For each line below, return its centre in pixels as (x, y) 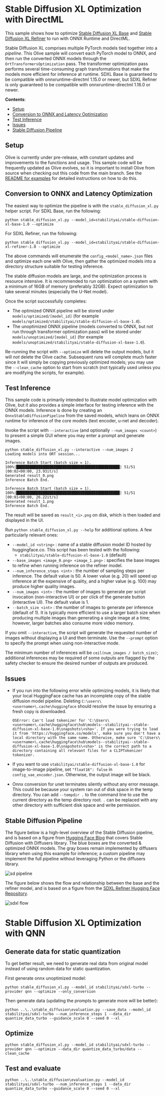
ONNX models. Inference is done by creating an (54, 411)
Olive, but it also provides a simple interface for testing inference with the (80, 405)
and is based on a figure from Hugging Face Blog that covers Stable (74, 838)
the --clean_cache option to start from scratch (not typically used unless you (83, 367)
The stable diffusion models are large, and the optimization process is (76, 276)
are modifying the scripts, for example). (45, 373)
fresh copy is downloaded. (39, 712)
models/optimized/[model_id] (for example (56, 316)
